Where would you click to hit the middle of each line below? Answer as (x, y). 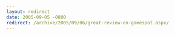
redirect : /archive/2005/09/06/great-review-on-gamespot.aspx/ (88, 23)
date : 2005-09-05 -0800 (36, 17)
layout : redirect (28, 12)
